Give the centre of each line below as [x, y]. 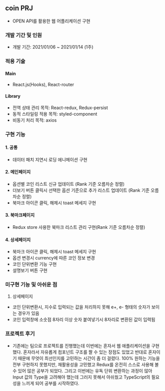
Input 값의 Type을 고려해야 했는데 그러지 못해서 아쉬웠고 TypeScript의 [81, 377]
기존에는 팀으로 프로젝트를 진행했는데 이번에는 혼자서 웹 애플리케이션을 [81, 345]
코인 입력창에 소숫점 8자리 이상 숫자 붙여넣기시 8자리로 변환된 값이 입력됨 [84, 319]
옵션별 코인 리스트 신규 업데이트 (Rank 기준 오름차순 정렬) [68, 184]
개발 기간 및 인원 [23, 35]
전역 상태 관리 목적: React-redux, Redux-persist [60, 108]
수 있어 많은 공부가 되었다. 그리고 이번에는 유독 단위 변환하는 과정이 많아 [82, 370]
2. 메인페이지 [18, 172]
